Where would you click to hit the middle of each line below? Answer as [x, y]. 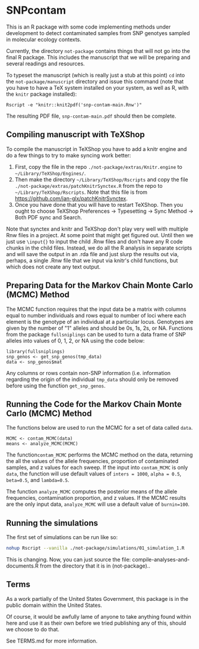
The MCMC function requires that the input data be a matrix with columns [96, 309]
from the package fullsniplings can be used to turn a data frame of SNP [96, 334]
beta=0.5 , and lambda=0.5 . [38, 480]
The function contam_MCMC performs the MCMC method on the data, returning [99, 455]
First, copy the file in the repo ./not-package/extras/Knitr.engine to [98, 166]
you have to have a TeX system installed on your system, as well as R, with [97, 87]
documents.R [22, 566]
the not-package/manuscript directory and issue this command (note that [95, 81]
